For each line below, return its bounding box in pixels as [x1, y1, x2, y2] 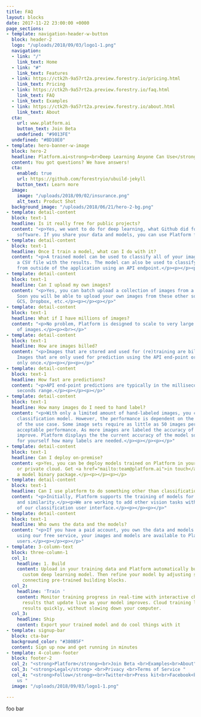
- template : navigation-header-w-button [6, 31, 109, 37]
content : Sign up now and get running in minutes [11, 644, 138, 650]
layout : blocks [6, 14, 44, 20]
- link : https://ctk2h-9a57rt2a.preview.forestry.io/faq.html [11, 87, 170, 93]
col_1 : [11, 555, 28, 561]
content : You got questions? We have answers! [11, 159, 130, 165]
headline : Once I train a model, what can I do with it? [11, 248, 157, 255]
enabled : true [17, 170, 52, 177]
